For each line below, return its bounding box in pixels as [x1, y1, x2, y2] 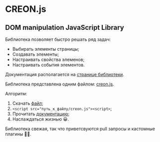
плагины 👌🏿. [5, 131, 31, 137]
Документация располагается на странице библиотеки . [5, 71, 124, 77]
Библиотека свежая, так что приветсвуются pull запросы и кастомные [5, 126, 156, 132]
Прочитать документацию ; [12, 111, 70, 117]
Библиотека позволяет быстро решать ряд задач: [5, 36, 111, 42]
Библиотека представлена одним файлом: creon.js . [5, 81, 114, 87]
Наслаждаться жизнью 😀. [12, 116, 69, 122]
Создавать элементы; [12, 51, 59, 57]
